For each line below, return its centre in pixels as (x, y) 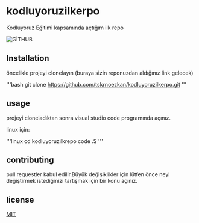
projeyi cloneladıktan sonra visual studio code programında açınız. (88, 118)
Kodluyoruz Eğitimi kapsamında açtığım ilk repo (65, 28)
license (20, 200)
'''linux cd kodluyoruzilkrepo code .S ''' (55, 141)
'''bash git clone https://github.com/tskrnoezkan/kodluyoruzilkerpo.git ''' (96, 84)
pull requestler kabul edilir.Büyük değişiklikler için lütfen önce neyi (88, 174)
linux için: (18, 129)
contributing (30, 160)
